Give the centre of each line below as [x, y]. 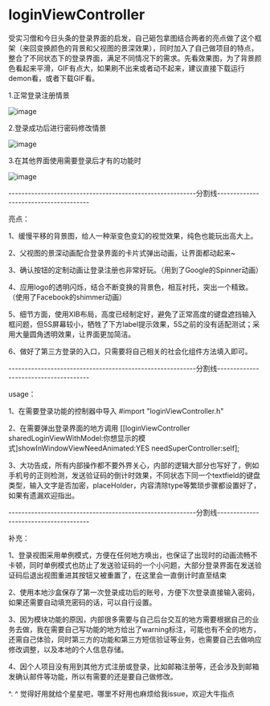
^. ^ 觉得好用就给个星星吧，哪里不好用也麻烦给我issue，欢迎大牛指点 [121, 693]
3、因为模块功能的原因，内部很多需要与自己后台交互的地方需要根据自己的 [130, 619]
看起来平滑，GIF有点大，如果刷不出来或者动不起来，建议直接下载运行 [130, 68]
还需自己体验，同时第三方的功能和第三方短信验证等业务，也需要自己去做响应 [135, 639]
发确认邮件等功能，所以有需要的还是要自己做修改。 [93, 676]
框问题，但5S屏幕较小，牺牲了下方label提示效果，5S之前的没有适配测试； [131, 324]
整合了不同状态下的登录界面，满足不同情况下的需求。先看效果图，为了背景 [131, 58]
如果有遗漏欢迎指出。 [43, 495]
